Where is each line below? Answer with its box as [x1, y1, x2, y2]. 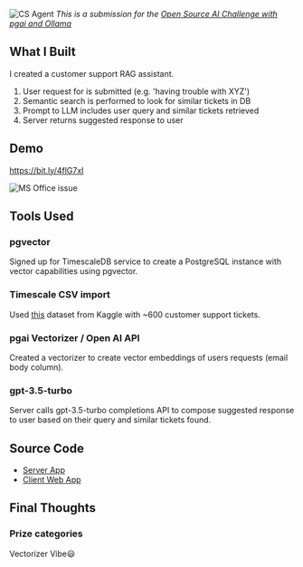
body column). [9, 362, 64, 373]
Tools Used [9, 209, 74, 224]
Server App [22, 465, 66, 476]
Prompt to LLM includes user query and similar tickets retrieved [22, 105, 260, 116]
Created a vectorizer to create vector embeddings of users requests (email [9, 352, 289, 363]
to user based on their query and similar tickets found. [9, 414, 212, 425]
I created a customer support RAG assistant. [9, 68, 175, 79]
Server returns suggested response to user [22, 114, 184, 126]
